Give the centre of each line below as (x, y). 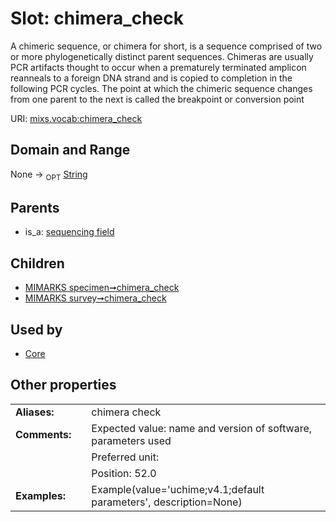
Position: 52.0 (124, 473)
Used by (36, 329)
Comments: (43, 434)
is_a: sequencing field (69, 232)
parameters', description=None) (167, 502)
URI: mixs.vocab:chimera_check (76, 118)
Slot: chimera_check (97, 18)
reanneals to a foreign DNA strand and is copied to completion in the (151, 78)
